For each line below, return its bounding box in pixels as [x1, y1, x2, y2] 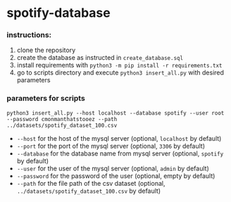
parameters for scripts [6, 94, 85, 103]
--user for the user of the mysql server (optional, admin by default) [16, 164, 209, 172]
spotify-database [6, 5, 111, 21]
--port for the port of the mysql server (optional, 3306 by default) [16, 141, 206, 150]
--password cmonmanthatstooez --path [6, 115, 118, 122]
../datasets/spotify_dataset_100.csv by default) [16, 187, 161, 195]
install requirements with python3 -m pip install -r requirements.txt [16, 61, 223, 70]
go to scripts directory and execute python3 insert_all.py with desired [16, 68, 225, 77]
